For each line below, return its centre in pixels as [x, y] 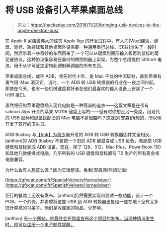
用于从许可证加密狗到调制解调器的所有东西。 [59, 66]
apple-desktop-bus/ [38, 30]
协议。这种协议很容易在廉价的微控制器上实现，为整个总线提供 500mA [85, 59]
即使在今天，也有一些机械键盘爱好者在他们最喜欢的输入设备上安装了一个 [79, 88]
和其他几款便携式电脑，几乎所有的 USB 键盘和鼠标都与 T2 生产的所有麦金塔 [82, 153]
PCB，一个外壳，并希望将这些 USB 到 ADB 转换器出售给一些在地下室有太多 [82, 201]
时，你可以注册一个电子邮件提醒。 [40, 225]
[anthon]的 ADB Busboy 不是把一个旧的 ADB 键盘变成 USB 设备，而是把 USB [83, 141]
